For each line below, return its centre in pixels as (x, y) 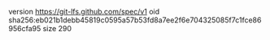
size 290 (57, 28)
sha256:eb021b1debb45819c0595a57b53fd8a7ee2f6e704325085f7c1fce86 (135, 20)
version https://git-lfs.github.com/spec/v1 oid (84, 12)
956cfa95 (25, 28)
